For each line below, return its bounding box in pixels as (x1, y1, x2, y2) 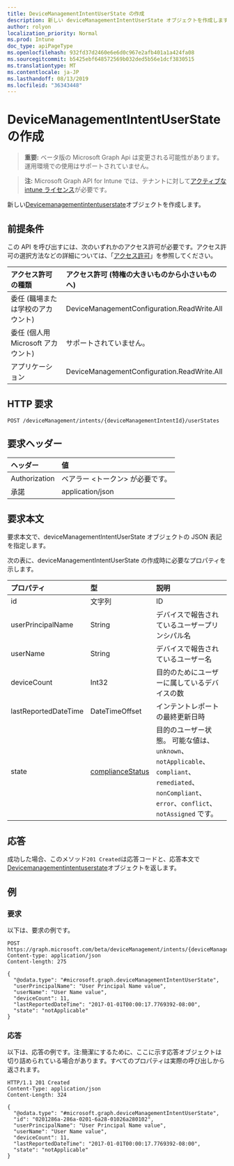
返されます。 (7, 1065, 44, 1074)
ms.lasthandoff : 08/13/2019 (7, 75, 89, 82)
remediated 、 (155, 778, 199, 787)
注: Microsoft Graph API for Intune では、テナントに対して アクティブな (24, 177, 227, 185)
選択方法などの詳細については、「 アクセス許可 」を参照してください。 (19, 252, 217, 259)
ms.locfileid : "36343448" (7, 82, 82, 89)
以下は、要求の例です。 (7, 926, 75, 934)
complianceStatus (90, 766, 150, 776)
